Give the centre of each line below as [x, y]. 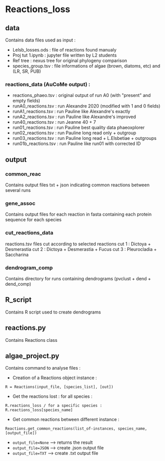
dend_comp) [18, 284]
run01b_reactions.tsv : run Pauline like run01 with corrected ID [76, 144]
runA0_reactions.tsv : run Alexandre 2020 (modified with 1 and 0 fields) [86, 106]
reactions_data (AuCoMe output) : [48, 84]
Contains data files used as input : [40, 40]
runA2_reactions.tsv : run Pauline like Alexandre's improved [74, 117]
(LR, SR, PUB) [27, 71]
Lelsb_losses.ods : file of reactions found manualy [64, 50]
